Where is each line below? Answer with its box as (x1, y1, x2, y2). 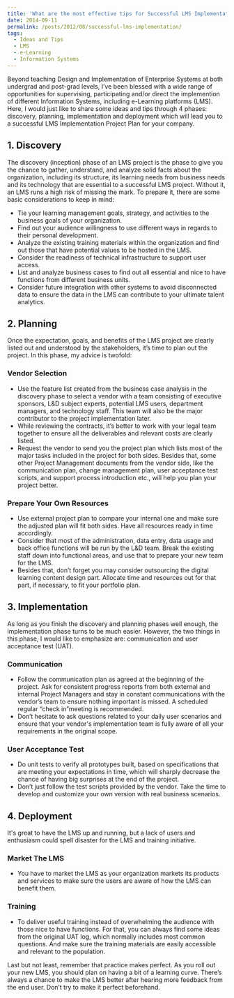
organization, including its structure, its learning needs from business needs (7, 172, 225, 181)
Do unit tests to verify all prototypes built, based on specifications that (17, 760, 219, 768)
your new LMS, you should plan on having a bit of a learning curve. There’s (7, 968, 222, 976)
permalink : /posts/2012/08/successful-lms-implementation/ (7, 23, 182, 30)
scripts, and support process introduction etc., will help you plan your (17, 473, 217, 482)
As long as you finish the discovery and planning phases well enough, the (7, 619, 219, 628)
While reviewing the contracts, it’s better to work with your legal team (17, 422, 217, 430)
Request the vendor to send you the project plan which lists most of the (17, 444, 223, 452)
